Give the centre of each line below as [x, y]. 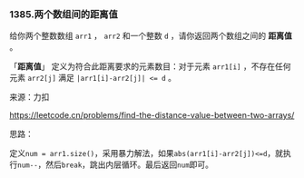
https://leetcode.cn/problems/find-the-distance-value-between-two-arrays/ [152, 115]
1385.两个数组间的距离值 [64, 14]
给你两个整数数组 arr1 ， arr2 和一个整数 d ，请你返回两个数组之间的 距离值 [151, 36]
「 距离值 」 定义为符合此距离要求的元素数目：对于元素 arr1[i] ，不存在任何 [150, 66]
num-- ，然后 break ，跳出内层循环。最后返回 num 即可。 [116, 164]
